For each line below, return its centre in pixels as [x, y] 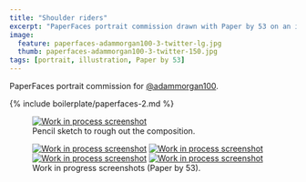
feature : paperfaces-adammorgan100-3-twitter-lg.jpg [120, 43]
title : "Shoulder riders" [58, 18]
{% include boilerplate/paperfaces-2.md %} [92, 104]
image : [22, 35]
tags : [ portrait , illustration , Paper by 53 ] [97, 60]
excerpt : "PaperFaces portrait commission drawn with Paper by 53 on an [150, 26]
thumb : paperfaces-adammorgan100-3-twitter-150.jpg [118, 52]
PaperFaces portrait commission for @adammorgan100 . [114, 86]
